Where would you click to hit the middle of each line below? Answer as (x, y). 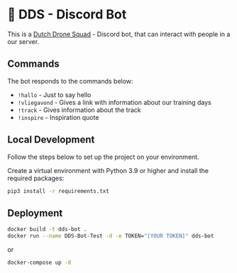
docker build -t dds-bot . (47, 230)
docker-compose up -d (39, 262)
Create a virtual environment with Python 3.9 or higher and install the (108, 170)
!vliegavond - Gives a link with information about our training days (114, 102)
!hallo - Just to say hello (54, 94)
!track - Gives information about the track (79, 110)
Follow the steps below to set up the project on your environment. (104, 157)
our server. (23, 41)
